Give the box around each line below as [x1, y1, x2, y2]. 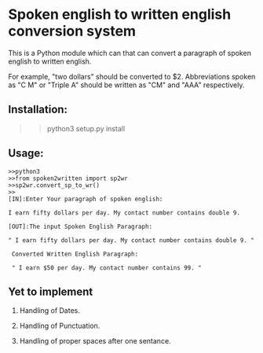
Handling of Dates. [19, 306, 80, 315]
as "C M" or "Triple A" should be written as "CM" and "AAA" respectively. [8, 80, 245, 90]
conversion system [8, 22, 136, 40]
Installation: [8, 103, 68, 116]
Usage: [8, 147, 45, 160]
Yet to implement [8, 285, 93, 298]
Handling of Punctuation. [19, 321, 100, 331]
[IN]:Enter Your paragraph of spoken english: [8, 195, 163, 203]
